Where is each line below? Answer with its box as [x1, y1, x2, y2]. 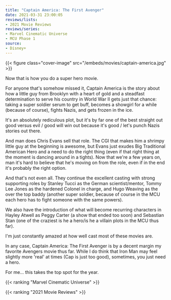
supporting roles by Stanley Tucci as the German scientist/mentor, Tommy [5, 180, 162, 186]
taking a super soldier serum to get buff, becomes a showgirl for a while [5, 101, 157, 108]
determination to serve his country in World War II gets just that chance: [5, 96, 157, 102]
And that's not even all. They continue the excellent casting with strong [5, 175, 155, 181]
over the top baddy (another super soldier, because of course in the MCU [5, 191, 160, 197]
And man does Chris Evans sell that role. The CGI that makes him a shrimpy [5, 137, 165, 144]
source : [5, 41, 22, 46]
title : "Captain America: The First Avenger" [5, 7, 104, 13]
